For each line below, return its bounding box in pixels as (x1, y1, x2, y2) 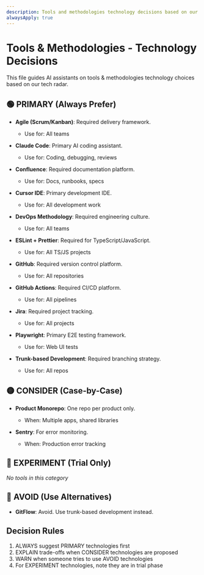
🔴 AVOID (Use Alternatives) (6, 492, 112, 502)
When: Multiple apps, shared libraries (24, 417, 119, 424)
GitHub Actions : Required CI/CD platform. (15, 284, 122, 291)
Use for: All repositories (24, 273, 84, 280)
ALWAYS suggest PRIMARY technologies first (15, 542, 130, 549)
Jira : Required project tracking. (15, 308, 94, 315)
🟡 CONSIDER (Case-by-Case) (6, 386, 123, 396)
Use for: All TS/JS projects (24, 249, 91, 256)
